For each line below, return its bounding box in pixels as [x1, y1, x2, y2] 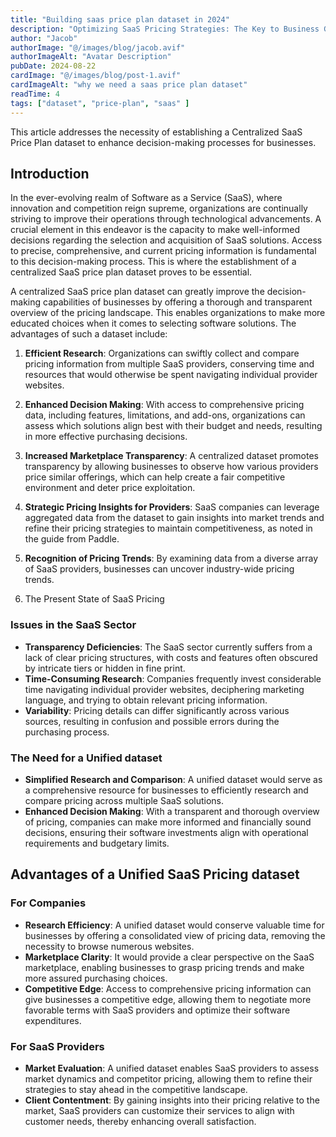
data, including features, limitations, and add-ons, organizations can [24, 409, 306, 421]
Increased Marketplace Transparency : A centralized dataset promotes [24, 450, 320, 462]
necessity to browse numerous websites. [24, 940, 195, 952]
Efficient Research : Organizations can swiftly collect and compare [24, 347, 300, 360]
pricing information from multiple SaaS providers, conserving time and [24, 358, 315, 370]
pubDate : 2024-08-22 [10, 61, 97, 71]
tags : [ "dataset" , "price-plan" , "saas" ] [10, 98, 190, 108]
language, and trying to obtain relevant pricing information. [24, 694, 268, 706]
